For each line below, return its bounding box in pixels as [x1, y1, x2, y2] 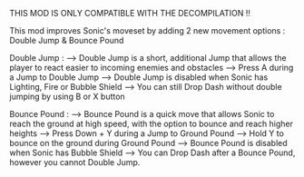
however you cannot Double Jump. [9, 157, 141, 167]
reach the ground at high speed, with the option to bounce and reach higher [9, 118, 293, 129]
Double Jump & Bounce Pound [9, 35, 124, 45]
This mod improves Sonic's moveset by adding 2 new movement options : [9, 25, 286, 35]
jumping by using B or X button [9, 91, 125, 102]
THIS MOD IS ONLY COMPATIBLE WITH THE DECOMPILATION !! [9, 8, 251, 18]
